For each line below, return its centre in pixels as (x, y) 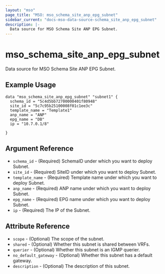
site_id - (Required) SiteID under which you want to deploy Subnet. (84, 172)
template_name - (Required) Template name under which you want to (85, 177)
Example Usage (31, 85)
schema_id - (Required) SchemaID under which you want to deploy (82, 161)
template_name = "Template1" (41, 110)
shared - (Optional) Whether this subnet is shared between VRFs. (81, 244)
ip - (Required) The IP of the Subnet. (51, 210)
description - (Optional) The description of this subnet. (71, 266)
